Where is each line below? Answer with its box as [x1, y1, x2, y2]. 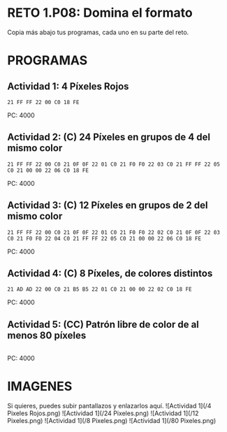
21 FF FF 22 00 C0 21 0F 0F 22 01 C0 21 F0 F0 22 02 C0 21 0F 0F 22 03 [7, 229, 220, 236]
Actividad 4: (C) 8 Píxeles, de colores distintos [7, 267, 213, 279]
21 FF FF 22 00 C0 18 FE [7, 99, 80, 106]
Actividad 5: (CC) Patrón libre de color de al [7, 318, 199, 330]
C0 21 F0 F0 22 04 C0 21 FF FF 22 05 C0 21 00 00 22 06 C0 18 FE [7, 235, 201, 242]
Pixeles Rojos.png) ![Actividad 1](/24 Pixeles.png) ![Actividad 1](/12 [7, 409, 199, 417]
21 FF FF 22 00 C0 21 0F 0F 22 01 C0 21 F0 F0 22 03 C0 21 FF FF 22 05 [7, 161, 220, 168]
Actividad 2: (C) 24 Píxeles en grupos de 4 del [7, 131, 211, 143]
